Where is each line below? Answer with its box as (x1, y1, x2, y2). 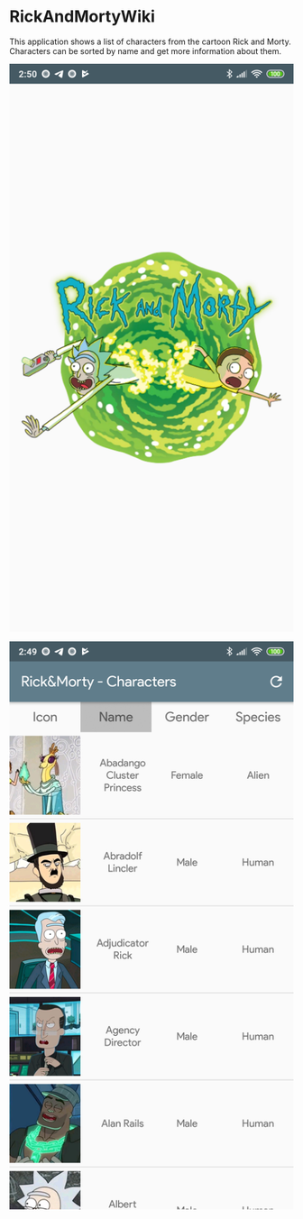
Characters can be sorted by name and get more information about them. (9, 45, 282, 56)
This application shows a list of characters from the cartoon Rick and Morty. (9, 36, 291, 47)
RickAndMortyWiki (9, 6, 156, 27)
